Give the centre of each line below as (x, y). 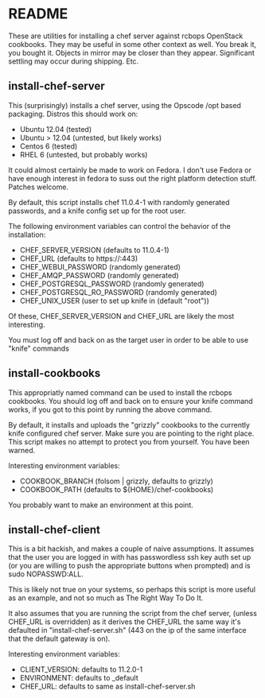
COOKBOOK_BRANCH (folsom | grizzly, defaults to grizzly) (116, 481)
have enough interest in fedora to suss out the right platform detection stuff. (132, 178)
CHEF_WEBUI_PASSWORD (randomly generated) (100, 266)
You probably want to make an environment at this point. (101, 505)
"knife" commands (39, 348)
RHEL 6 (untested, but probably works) (84, 154)
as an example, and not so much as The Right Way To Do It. (106, 598)
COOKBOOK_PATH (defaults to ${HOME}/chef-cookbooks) (117, 489)
